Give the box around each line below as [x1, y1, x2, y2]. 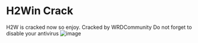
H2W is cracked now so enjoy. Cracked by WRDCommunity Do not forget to [6, 24, 192, 31]
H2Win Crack [6, 4, 73, 18]
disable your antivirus [6, 29, 59, 37]
